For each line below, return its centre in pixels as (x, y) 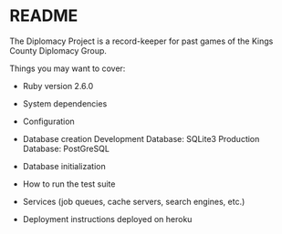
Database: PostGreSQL (66, 148)
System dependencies (65, 103)
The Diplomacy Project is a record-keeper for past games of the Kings (141, 41)
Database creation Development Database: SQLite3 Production (141, 138)
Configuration (48, 121)
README (44, 16)
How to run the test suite (69, 184)
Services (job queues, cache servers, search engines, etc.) (134, 201)
